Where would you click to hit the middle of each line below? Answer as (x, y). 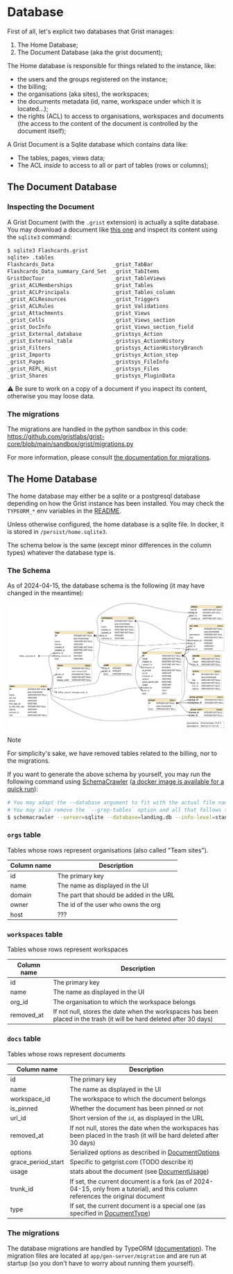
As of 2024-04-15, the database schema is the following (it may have (106, 586)
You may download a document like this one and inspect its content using (112, 229)
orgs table (24, 835)
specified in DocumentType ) (110, 1213)
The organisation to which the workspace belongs (124, 1001)
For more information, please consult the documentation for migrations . (109, 457)
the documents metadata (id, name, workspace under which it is (109, 101)
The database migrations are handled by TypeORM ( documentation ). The (112, 1248)
